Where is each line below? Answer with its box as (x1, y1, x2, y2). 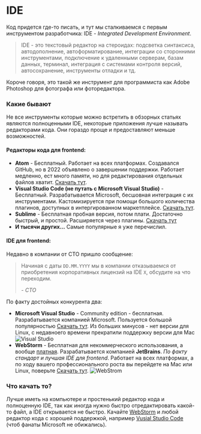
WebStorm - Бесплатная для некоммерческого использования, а (14, 341, 183, 348)
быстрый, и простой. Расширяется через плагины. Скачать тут (14, 217, 177, 224)
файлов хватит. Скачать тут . (14, 179, 87, 186)
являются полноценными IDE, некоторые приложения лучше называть (6, 120, 188, 127)
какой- (177, 402, 195, 409)
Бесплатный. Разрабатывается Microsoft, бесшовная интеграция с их (14, 191, 194, 198)
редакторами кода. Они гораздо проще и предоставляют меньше (6, 126, 176, 134)
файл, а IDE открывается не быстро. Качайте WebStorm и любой (13, 408, 179, 415)
